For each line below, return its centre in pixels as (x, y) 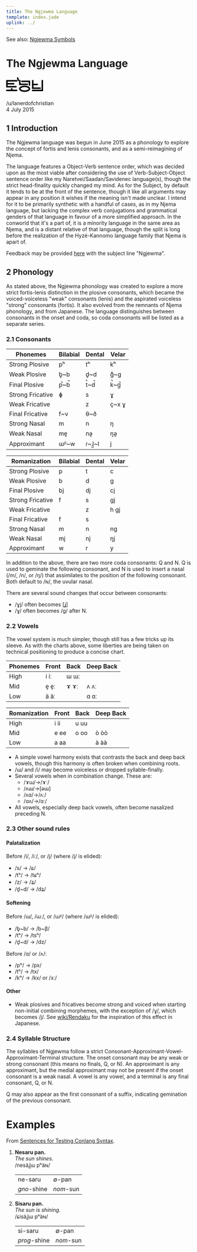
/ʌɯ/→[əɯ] (37, 788)
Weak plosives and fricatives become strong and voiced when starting (100, 1004)
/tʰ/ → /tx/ (27, 971)
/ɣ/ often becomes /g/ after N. (51, 611)
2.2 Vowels (22, 626)
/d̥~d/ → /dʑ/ (30, 889)
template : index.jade (33, 17)
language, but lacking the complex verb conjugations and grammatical (92, 211)
